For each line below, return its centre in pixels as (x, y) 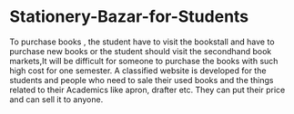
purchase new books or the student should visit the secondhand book (141, 51)
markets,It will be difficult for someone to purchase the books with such (144, 61)
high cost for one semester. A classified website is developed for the (138, 71)
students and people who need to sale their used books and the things (142, 80)
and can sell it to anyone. (56, 99)
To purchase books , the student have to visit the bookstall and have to (142, 42)
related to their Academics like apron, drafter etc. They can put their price (147, 90)
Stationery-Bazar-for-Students (129, 17)
